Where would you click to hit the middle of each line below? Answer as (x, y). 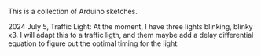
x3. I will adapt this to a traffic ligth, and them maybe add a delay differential (131, 35)
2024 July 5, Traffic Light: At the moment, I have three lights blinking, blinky (130, 26)
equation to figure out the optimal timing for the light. (94, 43)
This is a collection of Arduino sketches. (73, 11)
